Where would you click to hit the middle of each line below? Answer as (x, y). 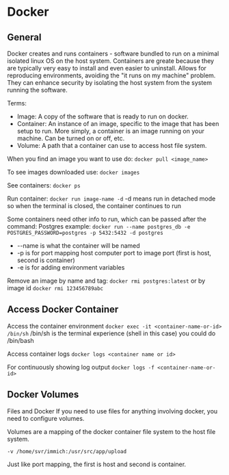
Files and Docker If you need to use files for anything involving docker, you (112, 411)
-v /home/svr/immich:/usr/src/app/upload (67, 451)
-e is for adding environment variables (71, 267)
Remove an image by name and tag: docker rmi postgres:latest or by (106, 281)
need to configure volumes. (46, 418)
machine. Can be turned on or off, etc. (71, 138)
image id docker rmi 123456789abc (55, 288)
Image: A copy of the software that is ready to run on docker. (103, 116)
